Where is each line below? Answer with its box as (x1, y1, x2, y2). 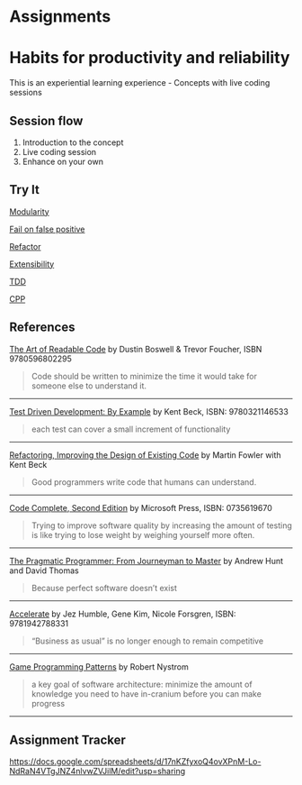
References (9, 320, 75, 335)
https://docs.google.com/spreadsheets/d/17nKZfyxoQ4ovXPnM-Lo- (9, 756, 262, 767)
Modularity (9, 205, 49, 217)
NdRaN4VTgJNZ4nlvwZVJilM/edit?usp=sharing (9, 766, 186, 777)
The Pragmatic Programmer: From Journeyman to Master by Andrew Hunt (9, 555, 284, 566)
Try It (9, 182, 40, 197)
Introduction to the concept (22, 137, 124, 148)
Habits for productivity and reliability (9, 48, 290, 68)
